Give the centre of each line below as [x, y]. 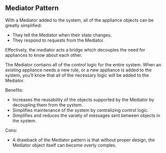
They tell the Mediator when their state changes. [62, 35]
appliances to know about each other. [44, 55]
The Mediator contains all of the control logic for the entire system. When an [83, 64]
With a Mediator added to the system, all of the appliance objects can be [80, 20]
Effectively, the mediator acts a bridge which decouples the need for [75, 50]
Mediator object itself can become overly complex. [64, 145]
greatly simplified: [24, 25]
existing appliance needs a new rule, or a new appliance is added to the [79, 70]
